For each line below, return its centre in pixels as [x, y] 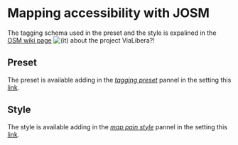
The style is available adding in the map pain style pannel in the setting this [118, 127]
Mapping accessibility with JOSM [108, 13]
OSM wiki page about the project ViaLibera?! [81, 40]
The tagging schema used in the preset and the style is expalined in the [112, 33]
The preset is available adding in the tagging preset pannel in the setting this [119, 80]
